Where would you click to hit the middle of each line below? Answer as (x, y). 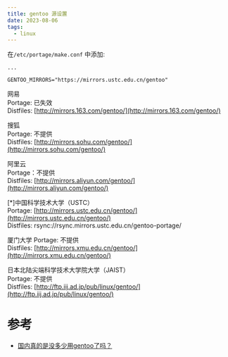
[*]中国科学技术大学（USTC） (50, 203)
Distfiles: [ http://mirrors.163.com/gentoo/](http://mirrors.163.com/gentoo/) (114, 111)
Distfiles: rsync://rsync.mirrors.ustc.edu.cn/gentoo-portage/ (94, 225)
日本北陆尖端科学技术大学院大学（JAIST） (69, 270)
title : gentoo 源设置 (37, 14)
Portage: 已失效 (30, 103)
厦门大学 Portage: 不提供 (43, 240)
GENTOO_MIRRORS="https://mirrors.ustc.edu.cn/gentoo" (88, 80)
